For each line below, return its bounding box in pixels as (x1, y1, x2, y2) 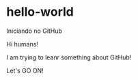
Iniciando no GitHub (6, 27, 63, 35)
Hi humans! (6, 40, 39, 48)
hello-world (6, 4, 74, 20)
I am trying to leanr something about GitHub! (6, 53, 132, 62)
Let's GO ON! (6, 66, 44, 75)
